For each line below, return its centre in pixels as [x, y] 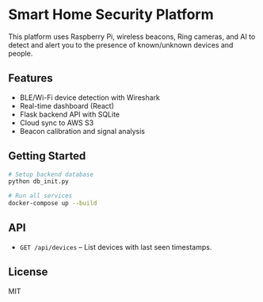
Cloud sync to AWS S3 [57, 122]
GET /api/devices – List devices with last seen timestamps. [116, 247]
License [28, 272]
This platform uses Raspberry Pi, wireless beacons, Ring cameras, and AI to [132, 36]
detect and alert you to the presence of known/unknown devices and [121, 44]
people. [21, 53]
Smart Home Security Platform [111, 15]
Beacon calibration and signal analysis [82, 131]
